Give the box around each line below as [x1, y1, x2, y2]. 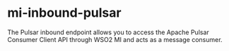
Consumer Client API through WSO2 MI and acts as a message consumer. [7, 35, 223, 43]
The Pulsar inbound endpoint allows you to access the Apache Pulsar [7, 28, 210, 36]
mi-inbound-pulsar [7, 5, 122, 21]
